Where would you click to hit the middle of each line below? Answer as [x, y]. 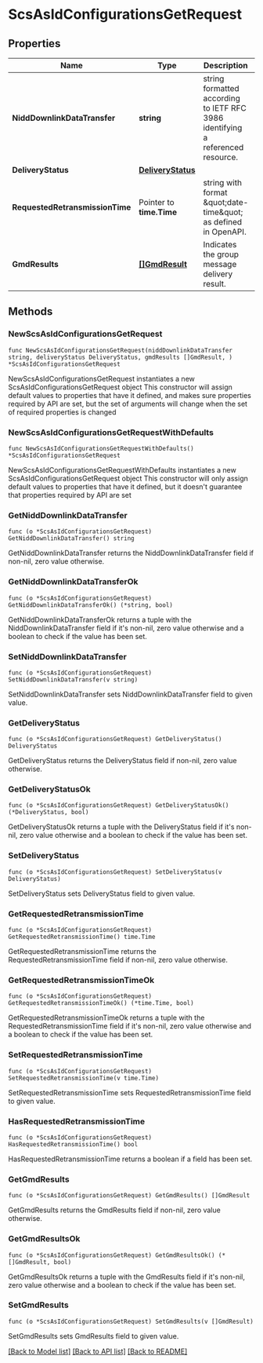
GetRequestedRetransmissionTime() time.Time [82, 937]
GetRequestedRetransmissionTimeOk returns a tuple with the [106, 1018]
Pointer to [156, 202]
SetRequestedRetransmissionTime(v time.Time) [83, 1078]
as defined [223, 222]
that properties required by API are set [70, 495]
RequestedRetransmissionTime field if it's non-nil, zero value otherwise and [130, 1026]
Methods [31, 312]
